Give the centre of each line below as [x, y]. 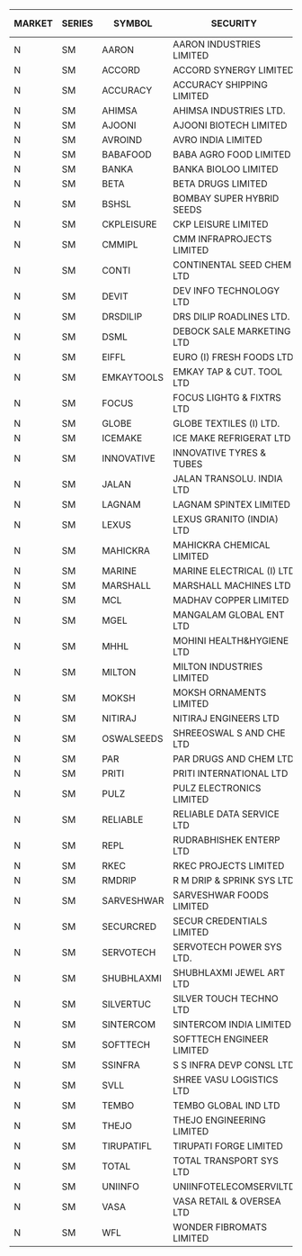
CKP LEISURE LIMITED [221, 224]
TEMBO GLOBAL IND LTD [226, 1105]
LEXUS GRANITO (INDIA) [226, 519]
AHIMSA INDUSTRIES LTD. [229, 110]
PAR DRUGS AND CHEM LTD [234, 759]
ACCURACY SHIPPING [220, 85]
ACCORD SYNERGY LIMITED [234, 70]
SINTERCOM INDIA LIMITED [232, 1024]
